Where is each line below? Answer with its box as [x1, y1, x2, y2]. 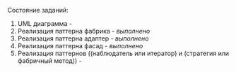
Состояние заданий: [7, 6, 69, 14]
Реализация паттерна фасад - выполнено [17, 42, 143, 50]
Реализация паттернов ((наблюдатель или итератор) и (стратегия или [17, 49, 230, 57]
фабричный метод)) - [17, 57, 83, 65]
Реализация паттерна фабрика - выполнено [17, 27, 151, 35]
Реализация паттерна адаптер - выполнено [17, 34, 149, 43]
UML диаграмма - [17, 20, 73, 27]
